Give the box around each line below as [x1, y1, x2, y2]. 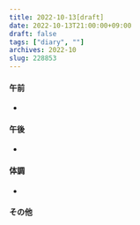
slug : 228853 [9, 54, 57, 63]
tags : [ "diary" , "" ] [9, 37, 85, 47]
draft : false [9, 29, 57, 38]
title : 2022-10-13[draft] [9, 12, 104, 22]
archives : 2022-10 [9, 46, 77, 55]
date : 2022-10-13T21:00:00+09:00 [9, 21, 132, 30]
